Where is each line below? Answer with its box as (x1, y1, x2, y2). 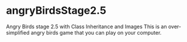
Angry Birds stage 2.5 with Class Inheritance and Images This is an (6, 23, 167, 30)
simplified (6, 29, 30, 36)
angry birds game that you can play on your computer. (30, 29, 162, 36)
